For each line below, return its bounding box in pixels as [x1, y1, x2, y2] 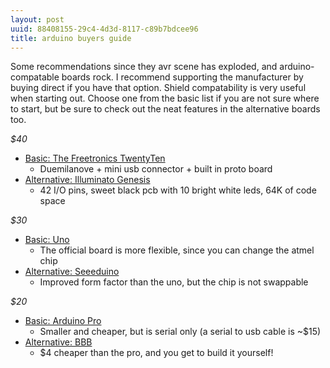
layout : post [10, 14, 65, 25]
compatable [10, 71, 60, 83]
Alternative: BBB [24, 336, 93, 348]
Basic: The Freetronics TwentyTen [24, 152, 166, 165]
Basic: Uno [24, 234, 70, 246]
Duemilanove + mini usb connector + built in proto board [39, 163, 273, 175]
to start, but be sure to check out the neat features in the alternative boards [10, 103, 321, 115]
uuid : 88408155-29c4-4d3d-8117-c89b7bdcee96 [10, 24, 199, 34]
